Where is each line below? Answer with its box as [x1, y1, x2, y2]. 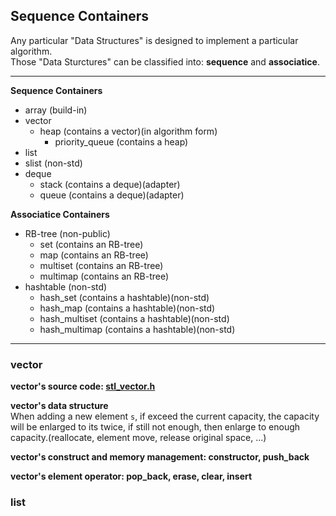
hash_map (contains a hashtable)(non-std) [39, 302, 216, 314]
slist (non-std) [24, 157, 83, 169]
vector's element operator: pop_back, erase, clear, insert [10, 470, 253, 483]
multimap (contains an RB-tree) [39, 270, 170, 282]
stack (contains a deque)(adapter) [39, 178, 181, 190]
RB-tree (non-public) [24, 227, 111, 239]
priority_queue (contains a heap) [54, 135, 189, 148]
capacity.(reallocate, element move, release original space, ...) [10, 432, 267, 444]
